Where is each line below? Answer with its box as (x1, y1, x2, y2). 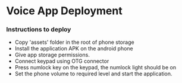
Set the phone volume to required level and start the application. (14, 70, 172, 78)
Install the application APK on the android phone (14, 45, 133, 52)
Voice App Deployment (6, 4, 123, 18)
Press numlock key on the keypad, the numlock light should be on (14, 64, 177, 71)
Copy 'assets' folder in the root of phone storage (14, 39, 135, 46)
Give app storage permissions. (14, 52, 90, 59)
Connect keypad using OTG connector (14, 58, 109, 65)
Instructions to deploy (6, 25, 71, 34)
